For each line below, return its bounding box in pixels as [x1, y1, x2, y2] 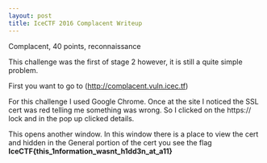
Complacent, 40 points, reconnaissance [8, 41, 141, 51]
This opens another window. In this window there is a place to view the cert [8, 129, 259, 139]
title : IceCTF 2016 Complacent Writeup [8, 19, 143, 27]
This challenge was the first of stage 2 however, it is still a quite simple [8, 57, 244, 67]
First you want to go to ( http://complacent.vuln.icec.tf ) [8, 81, 189, 91]
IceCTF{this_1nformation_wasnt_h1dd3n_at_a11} [8, 146, 173, 156]
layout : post [8, 11, 52, 20]
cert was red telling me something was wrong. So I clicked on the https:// [8, 105, 252, 115]
